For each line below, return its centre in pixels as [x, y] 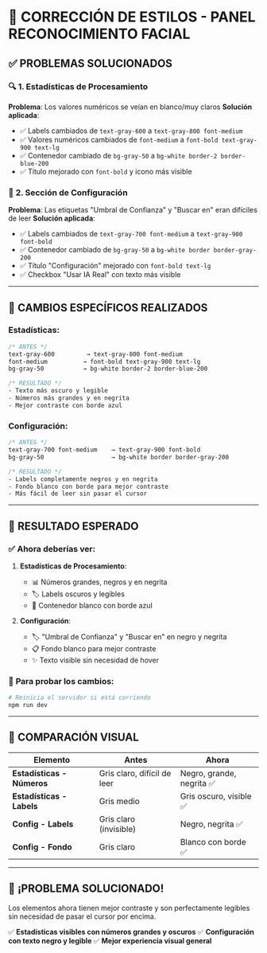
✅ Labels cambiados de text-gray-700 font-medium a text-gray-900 [131, 234]
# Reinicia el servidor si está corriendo [79, 698]
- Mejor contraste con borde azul [66, 405]
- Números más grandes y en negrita [69, 398]
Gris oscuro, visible [216, 796]
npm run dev [28, 705]
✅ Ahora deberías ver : [52, 549]
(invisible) [118, 829]
